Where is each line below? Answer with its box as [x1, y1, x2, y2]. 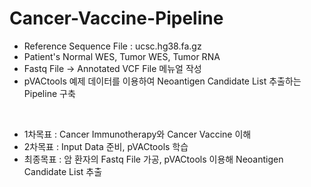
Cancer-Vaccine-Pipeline [9, 7, 224, 30]
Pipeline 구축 [23, 87, 76, 99]
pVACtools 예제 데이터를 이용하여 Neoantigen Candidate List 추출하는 [23, 75, 302, 87]
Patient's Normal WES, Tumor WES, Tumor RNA [23, 50, 221, 62]
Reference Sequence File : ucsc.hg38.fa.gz [23, 40, 202, 52]
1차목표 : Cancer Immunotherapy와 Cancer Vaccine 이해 [23, 128, 252, 140]
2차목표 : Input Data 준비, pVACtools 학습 [23, 140, 189, 152]
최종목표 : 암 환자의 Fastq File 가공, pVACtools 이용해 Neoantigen [23, 153, 284, 165]
